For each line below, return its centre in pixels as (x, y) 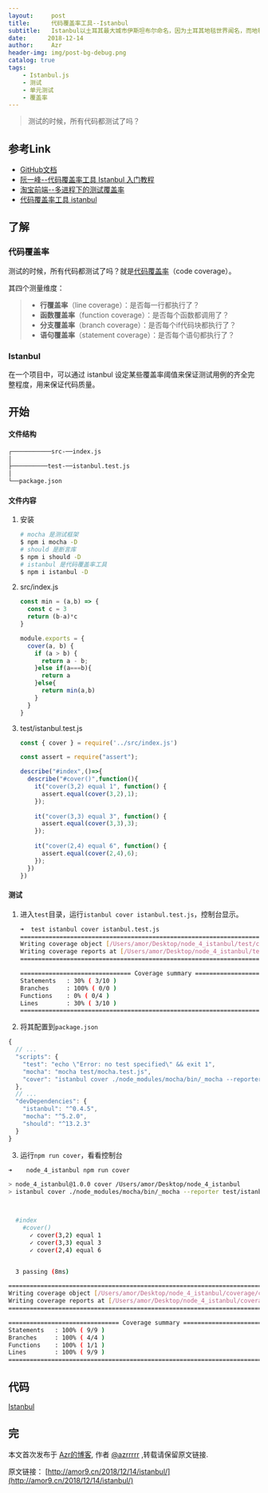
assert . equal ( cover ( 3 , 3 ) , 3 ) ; (90, 824)
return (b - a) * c (53, 617)
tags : (17, 68)
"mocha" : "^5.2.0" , (55, 1116)
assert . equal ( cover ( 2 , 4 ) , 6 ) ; (90, 853)
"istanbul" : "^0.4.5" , (60, 1109)
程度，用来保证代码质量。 (57, 385)
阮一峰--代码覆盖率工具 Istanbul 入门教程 (87, 180)
